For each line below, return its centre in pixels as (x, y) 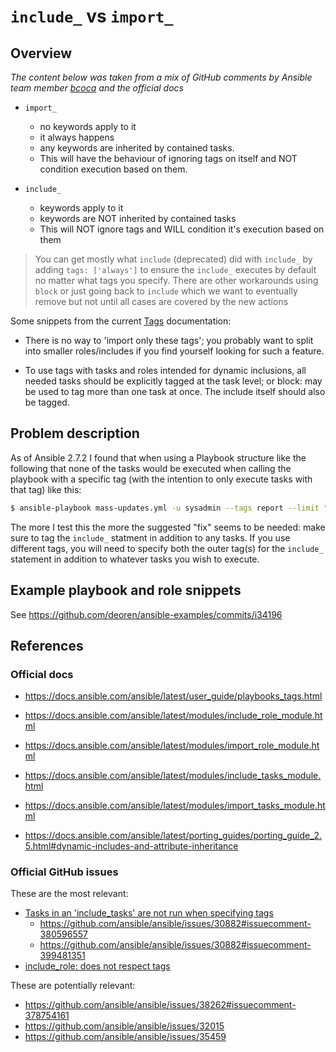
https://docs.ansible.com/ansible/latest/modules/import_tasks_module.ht (175, 806)
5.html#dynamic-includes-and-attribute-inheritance (131, 846)
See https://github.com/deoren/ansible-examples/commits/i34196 (146, 614)
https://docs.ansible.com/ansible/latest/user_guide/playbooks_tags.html (173, 696)
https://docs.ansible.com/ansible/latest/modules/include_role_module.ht (173, 716)
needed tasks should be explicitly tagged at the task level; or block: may (173, 381)
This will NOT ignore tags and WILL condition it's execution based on (182, 229)
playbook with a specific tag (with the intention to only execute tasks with (161, 479)
